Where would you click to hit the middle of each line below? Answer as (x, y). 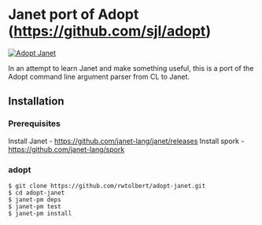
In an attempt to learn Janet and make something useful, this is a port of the (131, 68)
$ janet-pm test (35, 206)
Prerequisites (34, 124)
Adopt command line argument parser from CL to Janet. (99, 76)
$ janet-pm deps (35, 199)
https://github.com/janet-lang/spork (66, 149)
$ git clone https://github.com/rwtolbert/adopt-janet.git (107, 186)
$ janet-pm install (40, 213)
